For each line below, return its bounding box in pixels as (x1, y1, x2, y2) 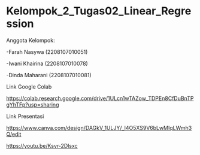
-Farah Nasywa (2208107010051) (6, 48, 88, 55)
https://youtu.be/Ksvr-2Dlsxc (6, 142, 78, 149)
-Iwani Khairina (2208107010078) (6, 60, 88, 67)
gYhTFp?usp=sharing (6, 101, 59, 108)
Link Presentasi (6, 113, 44, 120)
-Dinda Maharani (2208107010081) (6, 71, 92, 78)
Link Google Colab (6, 83, 52, 90)
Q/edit (6, 130, 22, 138)
